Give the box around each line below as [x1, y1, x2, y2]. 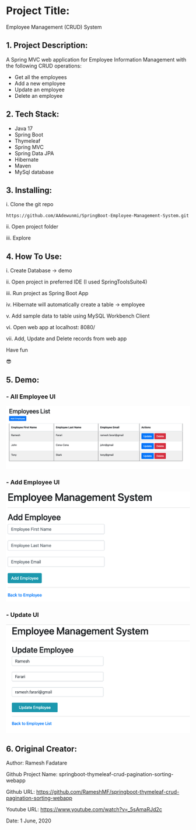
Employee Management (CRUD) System [6, 23, 102, 30]
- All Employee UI [6, 392, 56, 401]
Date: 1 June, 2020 [6, 817, 51, 824]
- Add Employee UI [6, 479, 60, 487]
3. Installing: [6, 185, 52, 195]
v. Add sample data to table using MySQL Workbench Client [6, 312, 150, 320]
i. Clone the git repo [6, 201, 54, 208]
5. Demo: [6, 375, 40, 385]
